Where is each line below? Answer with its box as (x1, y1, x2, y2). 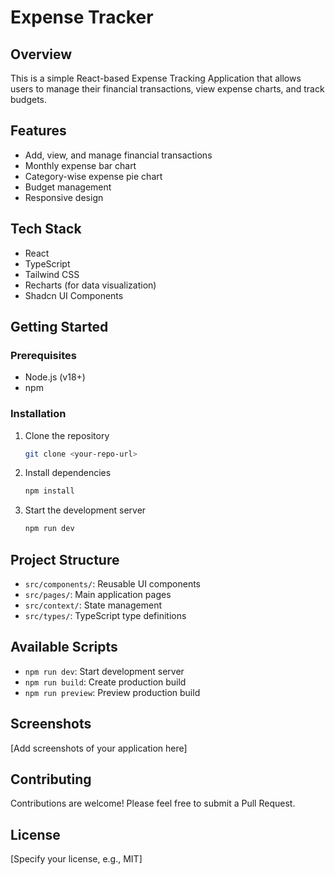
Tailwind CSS (24, 268, 80, 280)
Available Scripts (10, 639, 118, 656)
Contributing (10, 771, 92, 788)
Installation (10, 407, 67, 421)
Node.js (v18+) (24, 371, 86, 383)
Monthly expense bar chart (24, 159, 137, 171)
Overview (10, 46, 73, 63)
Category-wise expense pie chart (24, 170, 163, 182)
